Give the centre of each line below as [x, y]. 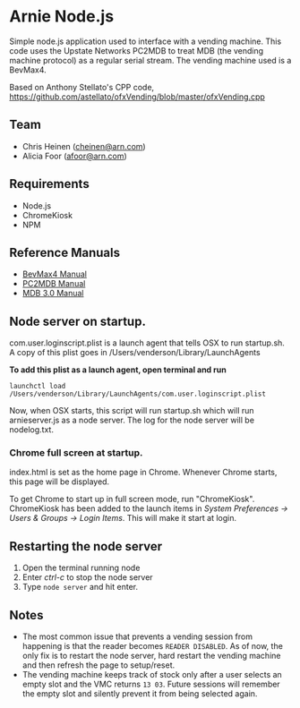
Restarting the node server [86, 546]
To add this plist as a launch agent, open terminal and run [118, 370]
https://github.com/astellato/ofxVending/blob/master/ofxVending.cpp [137, 97]
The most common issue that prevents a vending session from [137, 636]
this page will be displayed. [60, 482]
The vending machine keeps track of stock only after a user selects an [152, 675]
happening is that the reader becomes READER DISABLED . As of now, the [153, 646]
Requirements [49, 184]
